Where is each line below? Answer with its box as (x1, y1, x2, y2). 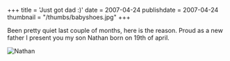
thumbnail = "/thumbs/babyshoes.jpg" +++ (7, 13, 131, 21)
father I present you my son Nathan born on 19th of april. (7, 34, 170, 42)
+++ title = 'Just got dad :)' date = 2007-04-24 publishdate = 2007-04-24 (7, 6, 219, 14)
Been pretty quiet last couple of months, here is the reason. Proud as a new (7, 27, 224, 34)
